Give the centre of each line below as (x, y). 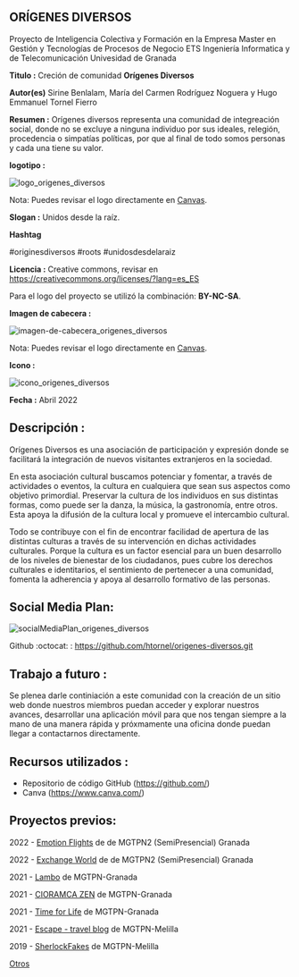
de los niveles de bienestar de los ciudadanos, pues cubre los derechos (141, 560)
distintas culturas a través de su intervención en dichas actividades (133, 541)
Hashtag (25, 234)
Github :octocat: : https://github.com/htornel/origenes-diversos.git (131, 646)
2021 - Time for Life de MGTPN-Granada (84, 911)
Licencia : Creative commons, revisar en (84, 269)
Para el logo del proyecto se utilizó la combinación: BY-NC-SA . (125, 296)
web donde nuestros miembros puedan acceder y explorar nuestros (134, 705)
